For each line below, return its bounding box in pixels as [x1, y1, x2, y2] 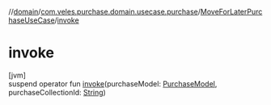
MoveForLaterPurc [200, 7, 263, 16]
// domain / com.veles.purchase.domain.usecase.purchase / [8, 7, 201, 16]
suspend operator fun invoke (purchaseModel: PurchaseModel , [8, 78, 218, 88]
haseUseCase [8, 15, 55, 25]
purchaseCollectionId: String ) [8, 87, 107, 97]
